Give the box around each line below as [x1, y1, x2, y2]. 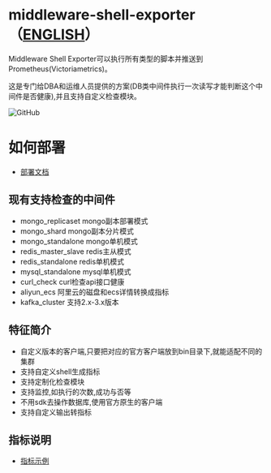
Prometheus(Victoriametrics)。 [8, 63, 112, 74]
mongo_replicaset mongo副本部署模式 [19, 216, 148, 226]
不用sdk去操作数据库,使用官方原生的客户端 [19, 397, 163, 406]
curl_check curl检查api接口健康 [19, 277, 125, 286]
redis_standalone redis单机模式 [19, 256, 125, 266]
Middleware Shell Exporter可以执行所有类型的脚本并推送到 [8, 54, 204, 63]
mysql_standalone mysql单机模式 [19, 266, 131, 277]
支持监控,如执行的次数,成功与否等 [19, 387, 131, 397]
